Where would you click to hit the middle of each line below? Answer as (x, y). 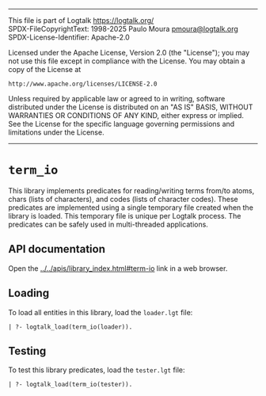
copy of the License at (45, 69)
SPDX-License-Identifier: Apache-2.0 (69, 37)
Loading (29, 293)
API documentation (57, 249)
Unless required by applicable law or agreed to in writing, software (117, 99)
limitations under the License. (56, 132)
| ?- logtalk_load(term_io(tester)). (70, 385)
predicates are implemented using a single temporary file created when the (131, 208)
